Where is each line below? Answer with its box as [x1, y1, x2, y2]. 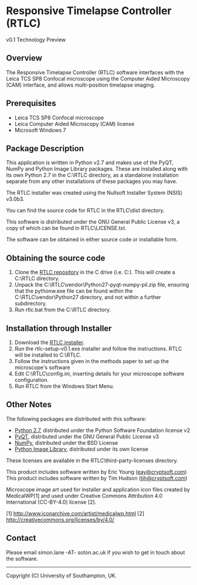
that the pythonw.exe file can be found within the [14, 287, 133, 295]
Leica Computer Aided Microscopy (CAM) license [14, 120, 135, 127]
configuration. [14, 377, 49, 383]
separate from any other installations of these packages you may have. [6, 178, 178, 185]
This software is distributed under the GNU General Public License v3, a [6, 218, 180, 225]
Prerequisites [6, 98, 56, 108]
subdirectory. [14, 300, 47, 307]
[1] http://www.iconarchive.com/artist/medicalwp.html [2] [6, 510, 145, 517]
